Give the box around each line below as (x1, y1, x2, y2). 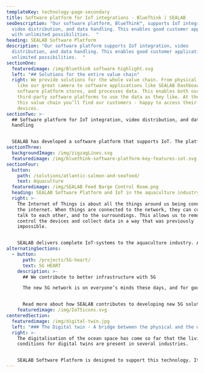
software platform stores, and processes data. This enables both (17, 88, 189, 94)
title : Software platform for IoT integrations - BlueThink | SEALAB (6, 15, 186, 21)
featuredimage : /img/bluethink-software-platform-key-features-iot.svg (12, 155, 197, 162)
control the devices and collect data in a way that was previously (17, 218, 194, 224)
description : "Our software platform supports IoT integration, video (6, 43, 189, 49)
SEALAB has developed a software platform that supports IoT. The (12, 138, 183, 145)
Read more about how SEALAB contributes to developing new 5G (22, 301, 183, 308)
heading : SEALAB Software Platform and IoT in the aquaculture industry (12, 190, 200, 196)
